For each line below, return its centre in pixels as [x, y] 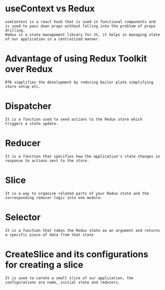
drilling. [15, 30]
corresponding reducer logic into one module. [54, 198]
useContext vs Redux [50, 9]
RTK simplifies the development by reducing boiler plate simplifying [79, 82]
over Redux [29, 69]
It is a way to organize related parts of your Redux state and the [77, 193]
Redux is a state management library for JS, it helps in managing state [83, 35]
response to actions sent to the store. [47, 161]
